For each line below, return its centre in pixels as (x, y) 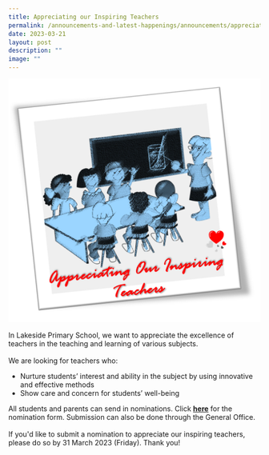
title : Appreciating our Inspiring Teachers (84, 17)
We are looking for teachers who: (63, 361)
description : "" (35, 51)
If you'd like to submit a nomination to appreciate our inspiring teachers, (127, 434)
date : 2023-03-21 (37, 34)
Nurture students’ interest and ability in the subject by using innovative (137, 377)
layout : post (30, 42)
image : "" (25, 59)
